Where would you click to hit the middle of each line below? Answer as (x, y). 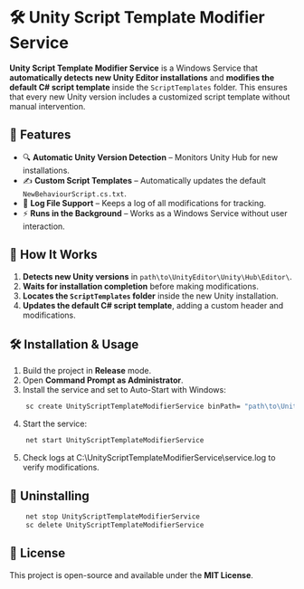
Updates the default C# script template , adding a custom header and (153, 305)
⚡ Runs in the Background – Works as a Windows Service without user (155, 213)
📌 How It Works (53, 255)
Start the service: (55, 424)
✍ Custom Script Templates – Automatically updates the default (144, 180)
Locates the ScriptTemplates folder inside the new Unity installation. (150, 296)
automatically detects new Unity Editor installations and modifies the (142, 77)
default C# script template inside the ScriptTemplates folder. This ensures (148, 87)
